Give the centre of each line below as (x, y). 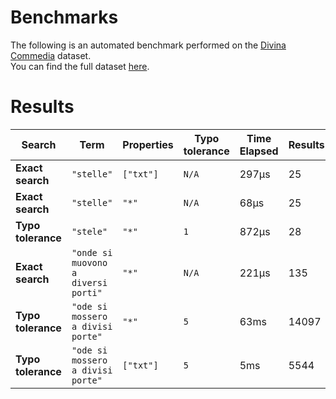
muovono (89, 262)
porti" (87, 292)
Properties (148, 144)
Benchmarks (64, 17)
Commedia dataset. (51, 55)
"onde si (92, 252)
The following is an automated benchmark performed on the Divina (148, 45)
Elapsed (259, 151)
